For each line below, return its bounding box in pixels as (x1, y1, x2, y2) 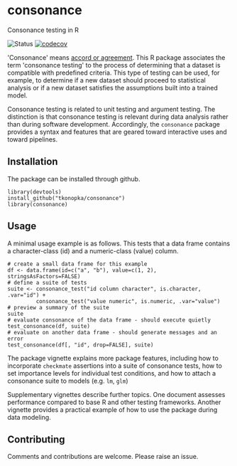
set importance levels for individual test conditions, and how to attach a (7, 369, 216, 377)
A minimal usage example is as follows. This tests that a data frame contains (7, 239, 231, 248)
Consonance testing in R (7, 26, 79, 34)
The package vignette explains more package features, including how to (7, 354, 219, 362)
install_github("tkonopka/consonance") (7, 194, 126, 201)
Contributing (7, 433, 65, 445)
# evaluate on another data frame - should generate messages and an (7, 329, 218, 336)
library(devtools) (7, 188, 62, 196)
